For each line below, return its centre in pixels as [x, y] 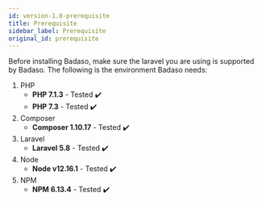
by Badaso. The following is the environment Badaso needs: [108, 70]
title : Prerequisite [43, 23]
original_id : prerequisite [54, 38]
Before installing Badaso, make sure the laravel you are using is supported [131, 61]
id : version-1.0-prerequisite [59, 16]
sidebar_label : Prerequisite [57, 31]
